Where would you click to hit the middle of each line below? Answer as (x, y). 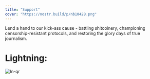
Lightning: (26, 58)
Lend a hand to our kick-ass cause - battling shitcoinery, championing (75, 28)
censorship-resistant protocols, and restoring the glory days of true (73, 33)
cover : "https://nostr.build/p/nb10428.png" (51, 14)
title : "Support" (23, 10)
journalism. (16, 38)
